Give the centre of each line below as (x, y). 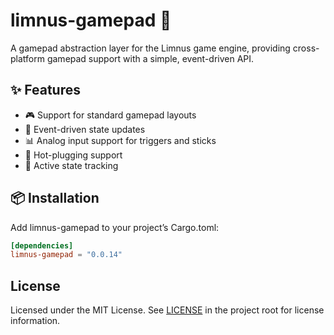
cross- (306, 48)
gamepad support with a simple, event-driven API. (150, 58)
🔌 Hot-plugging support (73, 155)
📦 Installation (55, 198)
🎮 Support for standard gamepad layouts (110, 115)
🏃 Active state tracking (71, 165)
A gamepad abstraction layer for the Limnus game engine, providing (150, 48)
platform (27, 58)
